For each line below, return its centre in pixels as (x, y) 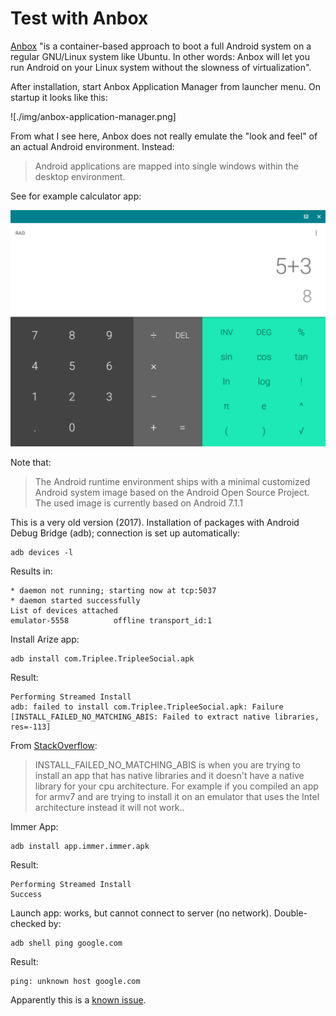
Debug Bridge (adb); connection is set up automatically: (125, 533)
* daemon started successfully (75, 600)
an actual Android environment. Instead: (92, 146)
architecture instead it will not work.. (109, 807)
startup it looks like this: (59, 97)
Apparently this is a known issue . (78, 999)
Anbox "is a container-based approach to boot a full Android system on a (161, 46)
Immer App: (34, 826)
